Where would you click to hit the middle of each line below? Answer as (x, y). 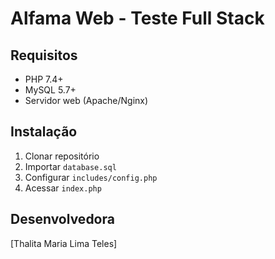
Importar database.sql (70, 166)
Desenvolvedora (62, 219)
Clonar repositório (62, 156)
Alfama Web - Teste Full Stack (137, 18)
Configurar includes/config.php (91, 177)
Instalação (44, 132)
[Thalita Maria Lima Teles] (64, 243)
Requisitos (44, 55)
